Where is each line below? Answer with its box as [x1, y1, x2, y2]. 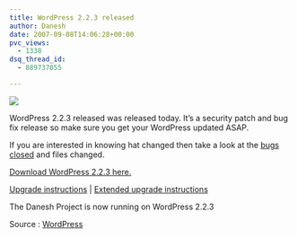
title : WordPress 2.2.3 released [9, 13, 135, 22]
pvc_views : [9, 38, 50, 48]
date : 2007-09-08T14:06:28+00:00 [9, 30, 135, 39]
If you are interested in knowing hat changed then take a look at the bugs [9, 139, 280, 150]
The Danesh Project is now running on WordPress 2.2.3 [9, 201, 214, 212]
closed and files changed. [9, 149, 105, 160]
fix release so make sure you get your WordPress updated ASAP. [9, 122, 249, 133]
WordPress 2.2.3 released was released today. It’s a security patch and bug [9, 112, 289, 123]
